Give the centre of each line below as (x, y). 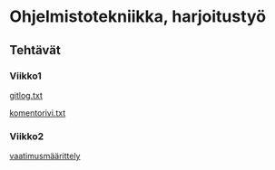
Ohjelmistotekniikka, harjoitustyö (137, 17)
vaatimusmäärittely (45, 156)
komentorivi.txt (38, 113)
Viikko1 (26, 76)
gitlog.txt (26, 95)
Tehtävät (35, 50)
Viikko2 (27, 136)
